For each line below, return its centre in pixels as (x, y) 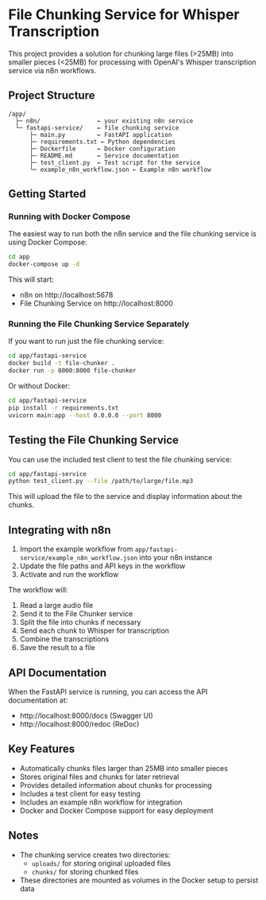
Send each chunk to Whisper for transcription (94, 631)
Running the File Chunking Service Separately (99, 324)
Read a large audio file (56, 606)
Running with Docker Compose (69, 216)
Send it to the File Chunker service (76, 614)
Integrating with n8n (60, 530)
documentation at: (38, 700)
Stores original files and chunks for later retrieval (99, 777)
